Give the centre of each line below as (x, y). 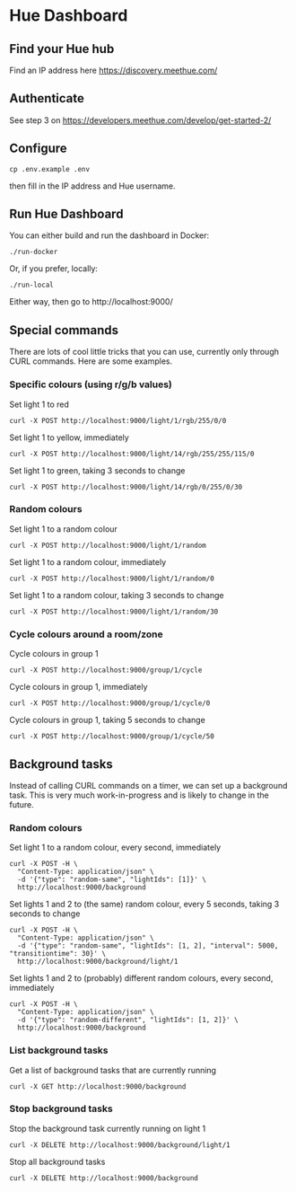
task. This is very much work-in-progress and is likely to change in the (139, 795)
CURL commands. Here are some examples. (91, 361)
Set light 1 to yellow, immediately (70, 437)
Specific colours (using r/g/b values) (91, 384)
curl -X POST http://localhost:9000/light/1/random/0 (112, 578)
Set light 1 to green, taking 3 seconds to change (97, 470)
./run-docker (34, 252)
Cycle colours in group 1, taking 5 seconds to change (108, 720)
